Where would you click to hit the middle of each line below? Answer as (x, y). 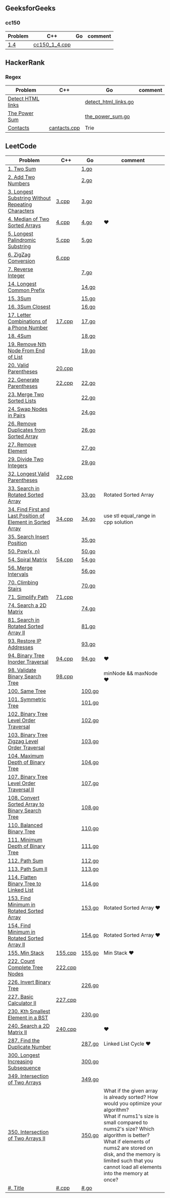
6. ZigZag (19, 255)
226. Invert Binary (29, 982)
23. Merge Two (26, 394)
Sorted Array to (26, 804)
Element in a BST (28, 1018)
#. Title (16, 1188)
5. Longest (20, 234)
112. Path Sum (26, 861)
